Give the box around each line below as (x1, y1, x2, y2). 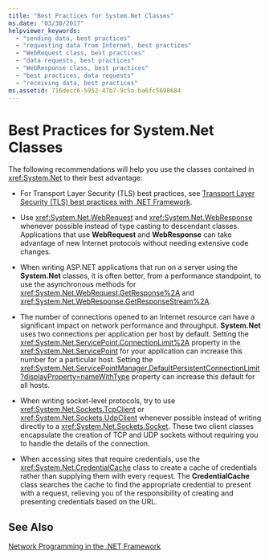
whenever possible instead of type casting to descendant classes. (19, 222, 239, 231)
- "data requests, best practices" (15, 57, 135, 65)
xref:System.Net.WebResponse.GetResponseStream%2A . (19, 296, 212, 306)
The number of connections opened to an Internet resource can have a (19, 312, 255, 322)
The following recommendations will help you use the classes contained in (8, 165, 255, 174)
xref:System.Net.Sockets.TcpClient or (19, 405, 145, 414)
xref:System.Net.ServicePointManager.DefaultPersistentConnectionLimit (19, 363, 260, 373)
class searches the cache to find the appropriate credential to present (19, 479, 251, 490)
